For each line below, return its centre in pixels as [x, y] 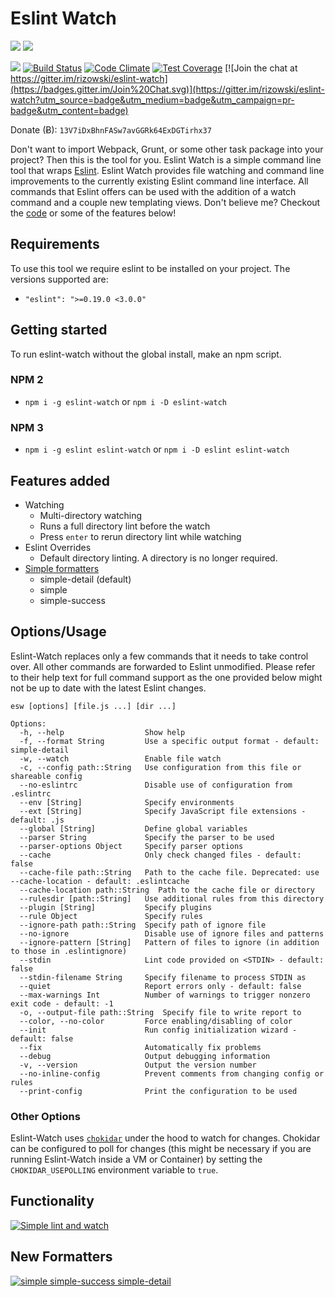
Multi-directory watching [91, 515]
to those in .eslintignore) [69, 951]
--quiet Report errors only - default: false [160, 986]
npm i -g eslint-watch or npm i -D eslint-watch [126, 401]
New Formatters [61, 1257]
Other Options [45, 1116]
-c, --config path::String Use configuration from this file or [160, 767]
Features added [60, 480]
